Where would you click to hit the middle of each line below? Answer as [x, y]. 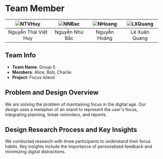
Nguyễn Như [69, 32]
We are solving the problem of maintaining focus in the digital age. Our [76, 104]
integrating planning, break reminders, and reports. [56, 114]
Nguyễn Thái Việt [28, 32]
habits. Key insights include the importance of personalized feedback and [79, 146]
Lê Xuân [140, 32]
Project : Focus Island [33, 77]
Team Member [35, 8]
